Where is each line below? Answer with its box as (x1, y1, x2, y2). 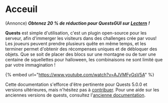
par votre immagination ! (5, 62, 56, 68)
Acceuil (5, 4, 38, 15)
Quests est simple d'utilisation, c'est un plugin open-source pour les (5, 30, 147, 36)
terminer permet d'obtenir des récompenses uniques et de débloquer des (5, 46, 157, 52)
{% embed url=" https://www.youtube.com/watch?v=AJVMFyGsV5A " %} (5, 71, 154, 77)
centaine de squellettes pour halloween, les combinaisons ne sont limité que (5, 56, 163, 62)
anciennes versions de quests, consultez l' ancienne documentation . (5, 92, 146, 98)
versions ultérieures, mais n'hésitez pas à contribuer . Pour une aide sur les (5, 86, 159, 92)
